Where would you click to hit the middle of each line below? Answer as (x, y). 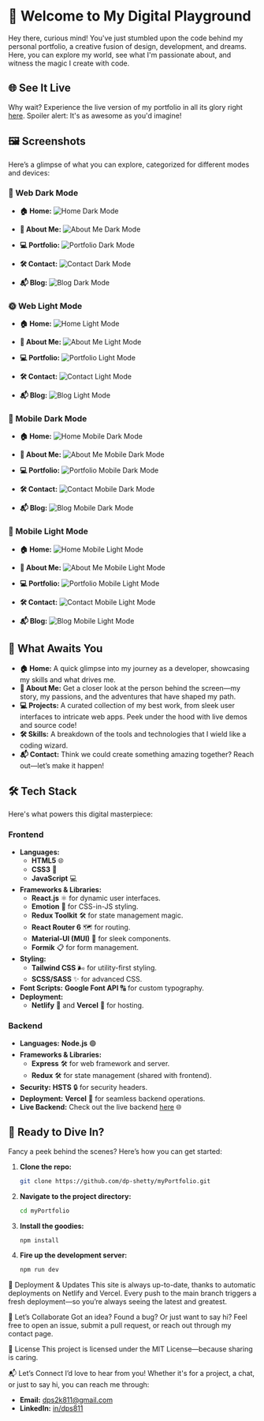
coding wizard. (44, 745)
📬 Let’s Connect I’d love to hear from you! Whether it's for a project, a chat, (131, 1374)
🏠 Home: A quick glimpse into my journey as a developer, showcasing (134, 668)
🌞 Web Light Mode (45, 306)
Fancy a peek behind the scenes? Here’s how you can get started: (115, 1151)
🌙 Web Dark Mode (43, 193)
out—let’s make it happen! (62, 765)
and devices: (29, 172)
